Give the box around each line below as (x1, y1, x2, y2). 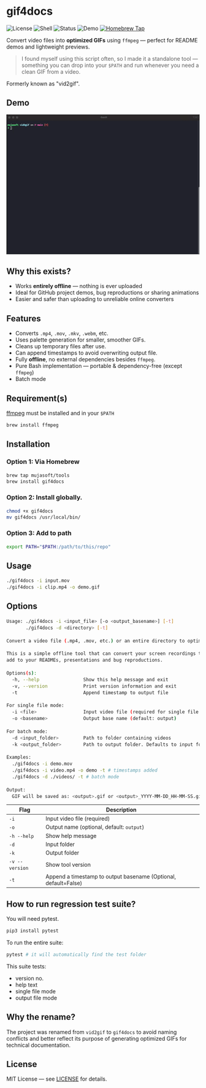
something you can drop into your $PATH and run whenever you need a (21, 61, 199, 69)
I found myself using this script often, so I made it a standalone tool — (21, 55, 198, 62)
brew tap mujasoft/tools (6, 472, 70, 479)
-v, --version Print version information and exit (12, 683, 177, 689)
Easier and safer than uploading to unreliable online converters (15, 295, 174, 303)
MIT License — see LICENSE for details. (6, 1075, 107, 1082)
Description (106, 806, 137, 813)
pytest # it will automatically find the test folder (6, 951, 147, 958)
